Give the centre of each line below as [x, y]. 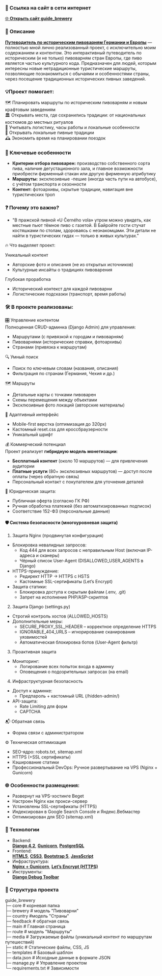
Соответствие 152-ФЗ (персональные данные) [61, 511]
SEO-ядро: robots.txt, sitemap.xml [47, 752]
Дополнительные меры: [37, 621]
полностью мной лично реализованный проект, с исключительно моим [81, 47]
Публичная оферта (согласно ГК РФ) [51, 501]
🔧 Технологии [22, 830]
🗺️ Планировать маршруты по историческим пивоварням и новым [76, 102]
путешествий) [20, 942]
